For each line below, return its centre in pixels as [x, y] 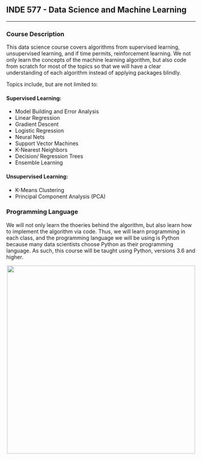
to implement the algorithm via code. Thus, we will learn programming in [96, 231]
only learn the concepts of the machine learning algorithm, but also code [96, 60]
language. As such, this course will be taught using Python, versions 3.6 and [101, 250]
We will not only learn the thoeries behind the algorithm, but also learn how [99, 225]
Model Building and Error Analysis [57, 111]
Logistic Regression [39, 131]
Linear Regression [37, 118]
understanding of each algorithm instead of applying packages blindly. [94, 73]
